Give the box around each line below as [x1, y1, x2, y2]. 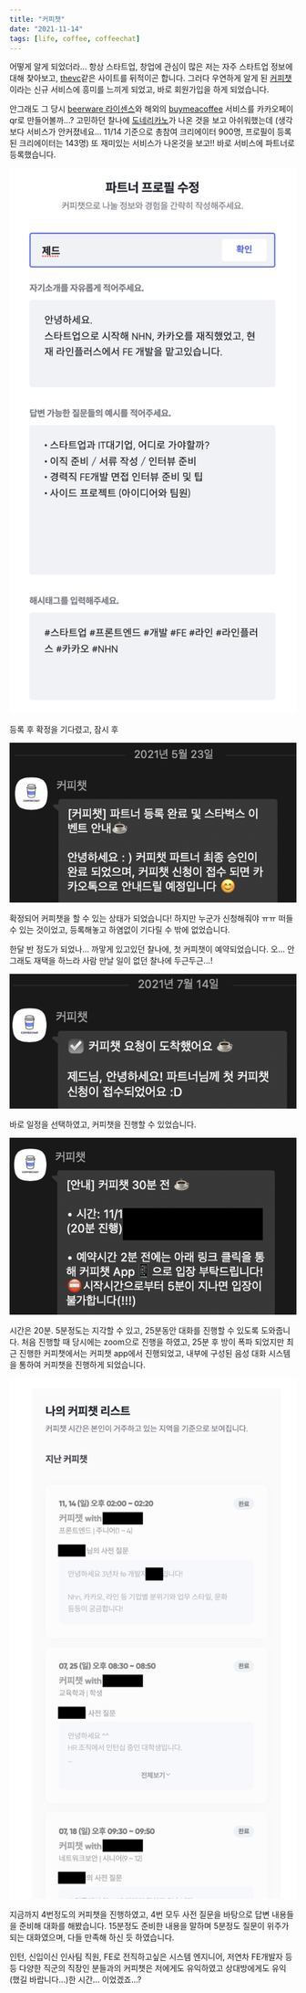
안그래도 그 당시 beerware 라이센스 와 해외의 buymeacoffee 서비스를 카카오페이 [9, 103, 294, 114]
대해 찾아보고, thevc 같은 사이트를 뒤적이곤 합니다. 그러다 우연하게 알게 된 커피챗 [9, 73, 292, 84]
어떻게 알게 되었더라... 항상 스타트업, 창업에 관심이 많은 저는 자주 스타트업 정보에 [9, 61, 293, 72]
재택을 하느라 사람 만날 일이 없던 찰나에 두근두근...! [33, 954, 213, 965]
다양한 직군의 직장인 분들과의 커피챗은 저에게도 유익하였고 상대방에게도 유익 [18, 1962, 287, 1973]
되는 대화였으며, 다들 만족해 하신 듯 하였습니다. [9, 1932, 175, 1943]
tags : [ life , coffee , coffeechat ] [9, 34, 141, 43]
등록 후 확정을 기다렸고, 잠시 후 [9, 724, 119, 735]
